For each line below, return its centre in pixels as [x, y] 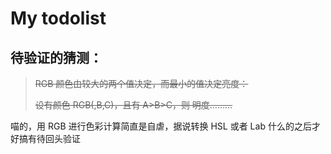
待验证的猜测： [56, 57]
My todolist [58, 18]
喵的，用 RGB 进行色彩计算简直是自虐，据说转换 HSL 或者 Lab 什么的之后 [161, 126]
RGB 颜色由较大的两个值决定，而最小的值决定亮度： [141, 83]
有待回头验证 [54, 138]
